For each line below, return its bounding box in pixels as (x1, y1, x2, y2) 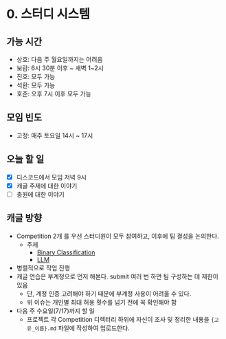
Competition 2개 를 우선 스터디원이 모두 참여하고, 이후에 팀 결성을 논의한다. (16, 232, 219, 240)
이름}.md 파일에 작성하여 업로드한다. (34, 324, 130, 332)
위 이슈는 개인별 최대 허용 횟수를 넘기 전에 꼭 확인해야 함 (26, 298, 177, 306)
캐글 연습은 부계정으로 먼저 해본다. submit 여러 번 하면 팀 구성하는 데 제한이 (16, 272, 219, 281)
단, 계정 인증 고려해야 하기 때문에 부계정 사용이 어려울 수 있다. (26, 289, 192, 298)
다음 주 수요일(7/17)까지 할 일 (16, 307, 95, 315)
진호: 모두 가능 (16, 73, 56, 80)
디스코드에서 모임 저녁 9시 (16, 173, 87, 181)
